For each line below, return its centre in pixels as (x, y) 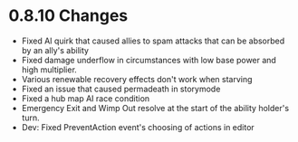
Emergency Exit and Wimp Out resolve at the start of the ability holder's (155, 108)
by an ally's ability (55, 50)
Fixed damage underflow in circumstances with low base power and (149, 60)
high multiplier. (49, 70)
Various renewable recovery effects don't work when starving (137, 79)
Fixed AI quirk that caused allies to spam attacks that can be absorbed (153, 41)
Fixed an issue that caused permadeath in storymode (121, 89)
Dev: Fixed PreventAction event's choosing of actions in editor (138, 127)
